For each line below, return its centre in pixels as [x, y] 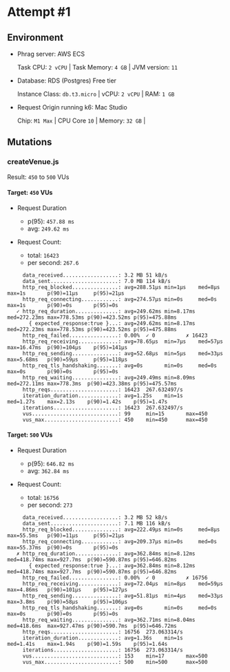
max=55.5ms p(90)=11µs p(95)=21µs [66, 536]
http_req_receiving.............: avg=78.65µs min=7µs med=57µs [123, 342]
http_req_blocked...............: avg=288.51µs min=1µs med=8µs [121, 287]
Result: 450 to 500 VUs [38, 177]
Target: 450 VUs [30, 193]
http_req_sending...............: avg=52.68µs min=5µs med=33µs [123, 353]
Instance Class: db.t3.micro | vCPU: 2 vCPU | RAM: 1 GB [96, 94]
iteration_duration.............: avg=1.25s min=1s [103, 396]
